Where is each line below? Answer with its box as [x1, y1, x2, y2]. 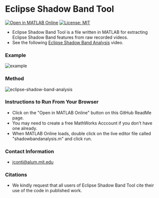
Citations [5, 172, 27, 178]
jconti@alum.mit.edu [12, 159, 54, 165]
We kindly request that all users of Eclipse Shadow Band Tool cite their [12, 182, 155, 188]
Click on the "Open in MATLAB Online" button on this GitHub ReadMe [12, 109, 152, 116]
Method [5, 75, 24, 82]
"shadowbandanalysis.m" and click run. [12, 136, 92, 142]
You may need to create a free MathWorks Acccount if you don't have [12, 120, 153, 126]
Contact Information [5, 148, 55, 155]
